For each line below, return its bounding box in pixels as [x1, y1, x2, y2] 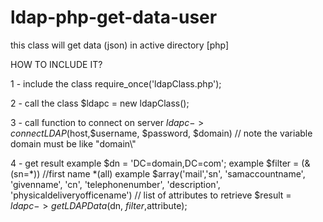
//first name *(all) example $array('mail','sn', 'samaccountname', [42, 167, 306, 180]
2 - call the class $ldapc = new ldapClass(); [10, 97, 190, 109]
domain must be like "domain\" [10, 137, 137, 150]
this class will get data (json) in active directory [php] [10, 39, 230, 51]
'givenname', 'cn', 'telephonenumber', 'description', [10, 178, 221, 190]
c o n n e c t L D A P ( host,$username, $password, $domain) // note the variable [10, 127, 313, 139]
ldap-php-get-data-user [10, 6, 218, 29]
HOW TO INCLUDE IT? [10, 58, 103, 70]
